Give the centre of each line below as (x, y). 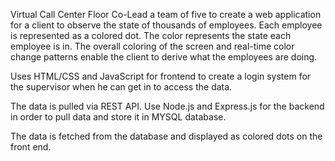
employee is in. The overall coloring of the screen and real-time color (152, 46)
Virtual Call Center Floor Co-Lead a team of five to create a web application (166, 14)
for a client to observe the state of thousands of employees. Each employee (166, 25)
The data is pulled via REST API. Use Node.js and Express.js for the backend (167, 106)
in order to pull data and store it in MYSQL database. (118, 117)
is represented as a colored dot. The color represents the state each (151, 35)
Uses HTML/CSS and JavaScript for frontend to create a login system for (161, 76)
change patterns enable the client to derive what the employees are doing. (164, 57)
